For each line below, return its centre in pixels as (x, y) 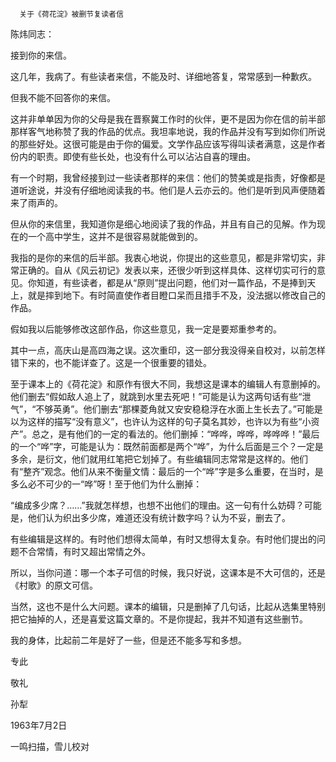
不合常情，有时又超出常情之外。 (84, 551)
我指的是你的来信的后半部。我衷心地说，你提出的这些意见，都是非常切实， (163, 257)
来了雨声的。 (36, 202)
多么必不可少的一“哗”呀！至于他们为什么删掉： (106, 484)
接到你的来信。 (41, 55)
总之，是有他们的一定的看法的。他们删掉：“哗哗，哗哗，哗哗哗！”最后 (175, 434)
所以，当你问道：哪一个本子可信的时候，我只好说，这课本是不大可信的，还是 (168, 572)
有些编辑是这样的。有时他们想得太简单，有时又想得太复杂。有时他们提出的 (163, 539)
